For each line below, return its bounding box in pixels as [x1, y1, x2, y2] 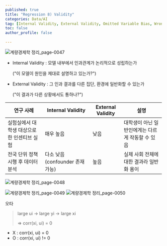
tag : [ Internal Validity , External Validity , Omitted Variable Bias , [5, 21, 153, 26]
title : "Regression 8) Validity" [5, 12, 75, 17]
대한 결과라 [123, 158, 148, 165]
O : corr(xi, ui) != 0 [12, 235, 51, 241]
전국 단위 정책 [7, 151, 38, 158]
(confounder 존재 [44, 158, 85, 165]
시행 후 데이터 [7, 158, 38, 165]
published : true [5, 7, 39, 12]
